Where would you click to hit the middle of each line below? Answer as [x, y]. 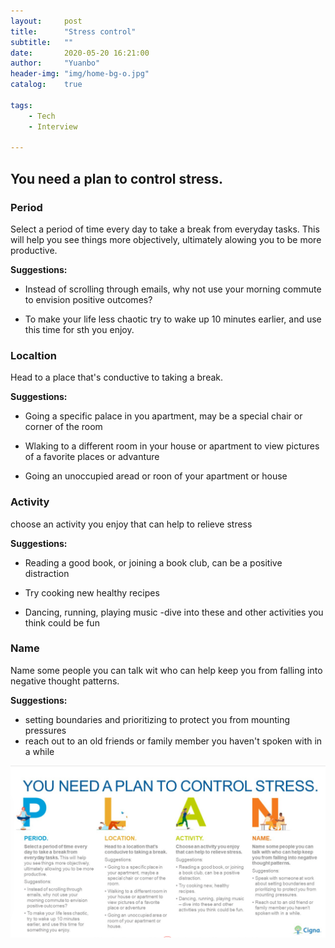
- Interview [53, 126]
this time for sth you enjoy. [79, 329]
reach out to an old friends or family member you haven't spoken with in [173, 741]
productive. [34, 250]
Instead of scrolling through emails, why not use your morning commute [173, 289]
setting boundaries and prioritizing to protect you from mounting [157, 719]
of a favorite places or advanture [92, 457]
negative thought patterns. [65, 681]
